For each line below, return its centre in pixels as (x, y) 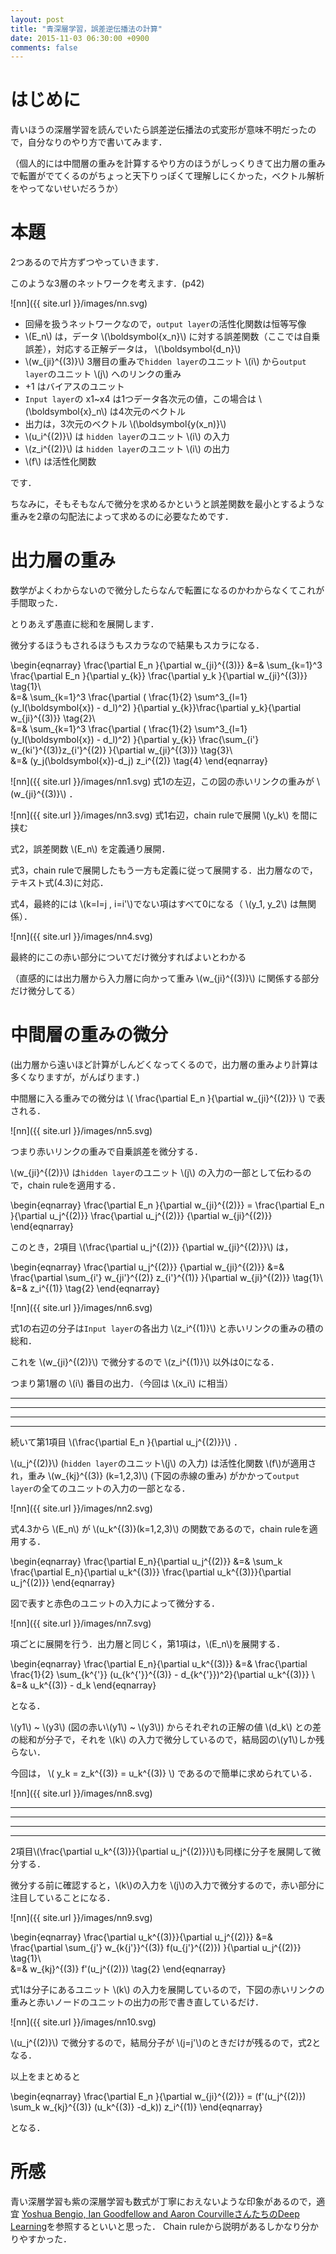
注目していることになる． (63, 1897)
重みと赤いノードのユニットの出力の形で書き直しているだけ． (137, 2002)
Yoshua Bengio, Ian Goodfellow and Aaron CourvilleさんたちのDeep (160, 2213)
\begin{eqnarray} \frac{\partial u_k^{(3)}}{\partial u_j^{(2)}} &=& (141, 1937)
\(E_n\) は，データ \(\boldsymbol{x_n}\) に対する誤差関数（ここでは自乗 (172, 337)
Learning (29, 2226)
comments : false (44, 47)
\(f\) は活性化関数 (60, 462)
